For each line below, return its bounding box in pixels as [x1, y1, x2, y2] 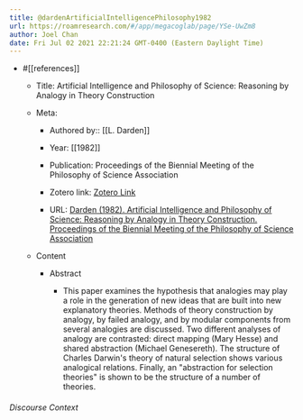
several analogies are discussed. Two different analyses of [62, 324, 281, 334]
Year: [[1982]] [49, 142, 101, 153]
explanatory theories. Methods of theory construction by [62, 305, 273, 315]
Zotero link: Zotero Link [49, 187, 136, 198]
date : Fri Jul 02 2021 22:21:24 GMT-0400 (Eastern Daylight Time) [9, 38, 264, 48]
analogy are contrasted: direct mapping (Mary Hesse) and [62, 333, 279, 344]
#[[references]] [22, 63, 80, 74]
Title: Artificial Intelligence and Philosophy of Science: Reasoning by [35, 80, 289, 91]
